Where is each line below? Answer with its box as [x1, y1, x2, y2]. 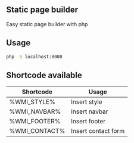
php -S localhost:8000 [6, 54, 63, 60]
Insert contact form [71, 127, 125, 135]
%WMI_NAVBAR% [9, 107, 61, 116]
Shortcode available [6, 70, 82, 80]
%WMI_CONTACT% [9, 127, 66, 135]
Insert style [71, 98, 102, 106]
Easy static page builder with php [6, 20, 88, 27]
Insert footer [71, 117, 106, 126]
